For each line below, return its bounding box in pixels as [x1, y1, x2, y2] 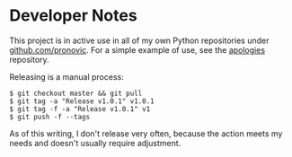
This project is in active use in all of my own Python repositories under [9, 35, 270, 46]
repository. [9, 54, 49, 65]
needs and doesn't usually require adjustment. [9, 137, 181, 148]
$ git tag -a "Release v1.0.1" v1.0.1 [9, 96, 155, 106]
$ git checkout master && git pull [9, 89, 143, 98]
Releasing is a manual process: [9, 71, 124, 82]
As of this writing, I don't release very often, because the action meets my [9, 127, 283, 139]
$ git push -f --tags [9, 112, 91, 121]
